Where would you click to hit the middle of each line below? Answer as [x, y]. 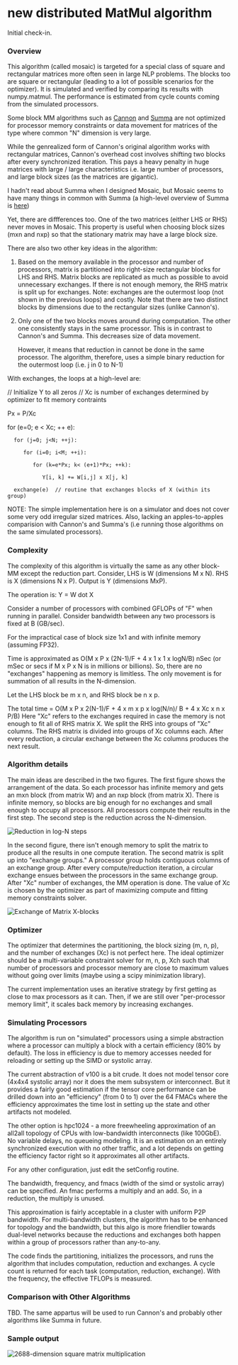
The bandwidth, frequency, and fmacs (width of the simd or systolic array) [116, 1183]
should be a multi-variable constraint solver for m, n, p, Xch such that [108, 960]
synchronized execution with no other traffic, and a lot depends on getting [116, 1148]
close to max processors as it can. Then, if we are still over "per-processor [116, 997]
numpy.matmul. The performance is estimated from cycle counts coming [113, 96]
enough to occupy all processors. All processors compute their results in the [119, 810]
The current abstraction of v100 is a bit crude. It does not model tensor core [118, 1074]
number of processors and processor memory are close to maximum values [118, 968]
